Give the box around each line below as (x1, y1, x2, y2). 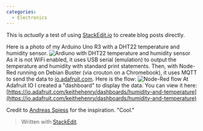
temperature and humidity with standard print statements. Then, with (6, 62, 178, 70)
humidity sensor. (6, 49, 48, 56)
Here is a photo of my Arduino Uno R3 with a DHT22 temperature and (6, 43, 180, 50)
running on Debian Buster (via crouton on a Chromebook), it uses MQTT (17, 69, 198, 76)
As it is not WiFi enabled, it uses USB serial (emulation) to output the (6, 56, 177, 63)
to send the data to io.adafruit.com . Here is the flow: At (6, 75, 189, 82)
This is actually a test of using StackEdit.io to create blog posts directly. (6, 31, 185, 38)
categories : (6, 8, 36, 15)
